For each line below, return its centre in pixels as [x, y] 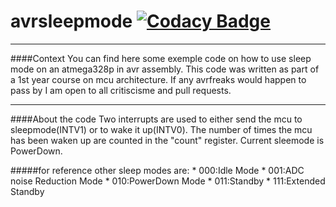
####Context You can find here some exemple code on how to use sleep [161, 58]
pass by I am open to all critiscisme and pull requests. [121, 90]
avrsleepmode [71, 21]
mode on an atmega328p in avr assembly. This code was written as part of [165, 69]
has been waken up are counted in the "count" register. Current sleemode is [167, 140]
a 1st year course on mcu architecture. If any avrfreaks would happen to [158, 79]
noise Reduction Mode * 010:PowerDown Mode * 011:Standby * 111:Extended [168, 181]
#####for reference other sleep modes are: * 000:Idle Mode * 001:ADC [157, 170]
